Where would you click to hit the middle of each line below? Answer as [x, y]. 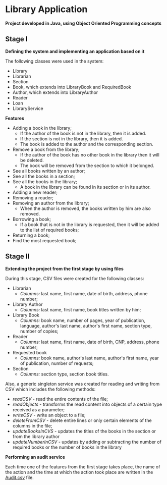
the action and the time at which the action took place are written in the [79, 472]
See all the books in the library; [45, 181]
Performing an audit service [35, 457]
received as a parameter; [39, 409]
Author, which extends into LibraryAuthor [55, 92]
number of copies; [39, 331]
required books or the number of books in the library [67, 447]
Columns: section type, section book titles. [64, 374]
